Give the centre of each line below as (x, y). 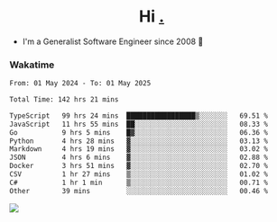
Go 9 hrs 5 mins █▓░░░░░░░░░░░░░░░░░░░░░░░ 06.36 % (139, 132)
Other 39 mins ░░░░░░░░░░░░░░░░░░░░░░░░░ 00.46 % (139, 191)
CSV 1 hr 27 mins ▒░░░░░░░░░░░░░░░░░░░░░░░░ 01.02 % (139, 174)
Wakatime (32, 65)
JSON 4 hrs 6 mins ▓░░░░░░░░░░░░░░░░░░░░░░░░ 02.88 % (139, 158)
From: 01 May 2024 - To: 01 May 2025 (80, 84)
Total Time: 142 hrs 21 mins (64, 100)
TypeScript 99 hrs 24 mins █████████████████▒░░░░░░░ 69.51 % (139, 115)
